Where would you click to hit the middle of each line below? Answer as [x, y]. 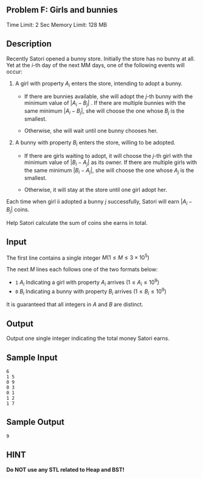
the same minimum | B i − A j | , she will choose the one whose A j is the [109, 171]
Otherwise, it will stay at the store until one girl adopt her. [95, 190]
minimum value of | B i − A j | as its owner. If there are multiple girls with [111, 163]
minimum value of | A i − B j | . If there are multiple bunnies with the [105, 104]
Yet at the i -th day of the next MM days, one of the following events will [96, 65]
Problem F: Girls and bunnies [62, 10]
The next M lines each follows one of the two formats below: [82, 269]
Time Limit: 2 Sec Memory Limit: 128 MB [57, 24]
